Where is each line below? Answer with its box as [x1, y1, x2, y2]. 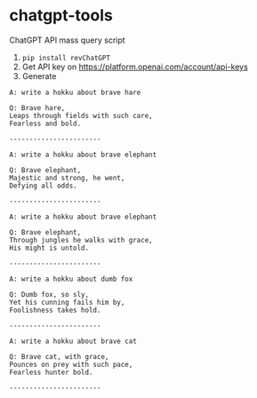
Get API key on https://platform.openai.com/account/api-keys [21, 61, 249, 72]
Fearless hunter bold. [9, 368, 93, 377]
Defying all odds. [9, 181, 77, 190]
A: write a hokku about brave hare [9, 88, 141, 97]
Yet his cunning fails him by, [9, 298, 125, 306]
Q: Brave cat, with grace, [9, 352, 109, 361]
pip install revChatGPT [21, 53, 111, 62]
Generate [21, 70, 57, 81]
